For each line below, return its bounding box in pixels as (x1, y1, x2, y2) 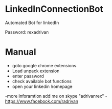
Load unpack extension (12, 68, 60, 74)
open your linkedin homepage (12, 83, 72, 89)
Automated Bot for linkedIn (5, 20, 59, 26)
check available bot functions (12, 78, 72, 84)
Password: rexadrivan (5, 29, 49, 35)
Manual (5, 47, 37, 57)
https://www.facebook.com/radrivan (5, 98, 79, 104)
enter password (12, 73, 44, 79)
